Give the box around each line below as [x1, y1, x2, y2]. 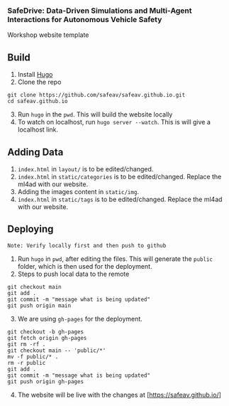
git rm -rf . [7, 341, 46, 348]
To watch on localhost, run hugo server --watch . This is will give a [17, 118, 211, 127]
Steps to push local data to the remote [17, 269, 130, 278]
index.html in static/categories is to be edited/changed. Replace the [17, 172, 222, 181]
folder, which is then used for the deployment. [17, 262, 152, 270]
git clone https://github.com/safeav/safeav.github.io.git [7, 92, 186, 99]
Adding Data [7, 146, 64, 158]
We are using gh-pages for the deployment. [17, 314, 143, 323]
